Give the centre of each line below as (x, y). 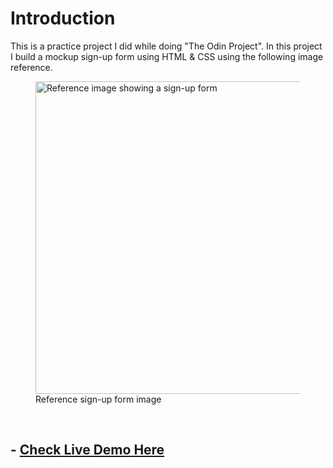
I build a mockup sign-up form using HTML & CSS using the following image (167, 56)
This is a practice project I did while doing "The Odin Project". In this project (166, 46)
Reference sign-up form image (98, 399)
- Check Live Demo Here (87, 450)
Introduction (63, 18)
